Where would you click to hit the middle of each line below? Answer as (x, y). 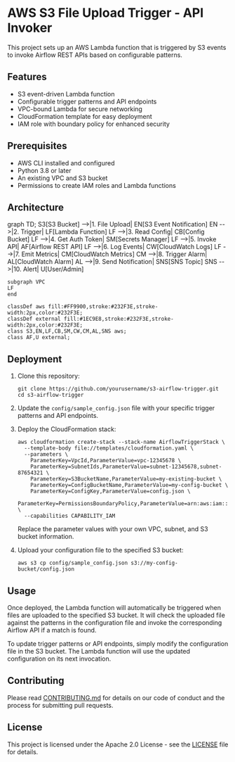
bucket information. (46, 537)
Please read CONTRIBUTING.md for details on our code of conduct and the (116, 697)
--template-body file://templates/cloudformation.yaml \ (109, 448)
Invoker (30, 28)
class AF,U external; (39, 338)
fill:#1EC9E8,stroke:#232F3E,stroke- (119, 319)
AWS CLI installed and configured (66, 163)
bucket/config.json (46, 569)
